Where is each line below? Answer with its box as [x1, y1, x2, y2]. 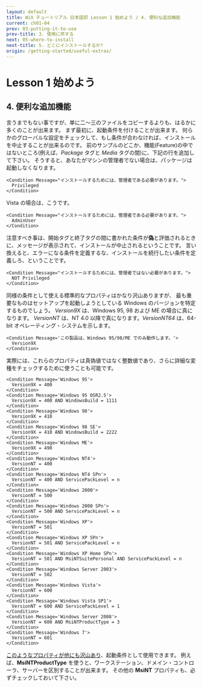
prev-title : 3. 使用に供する [6, 31, 74, 37]
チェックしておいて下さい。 [11, 674, 80, 681]
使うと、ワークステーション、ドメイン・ [73, 659, 174, 666]
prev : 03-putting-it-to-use [6, 25, 77, 32]
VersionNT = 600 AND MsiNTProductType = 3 [11, 619, 120, 625]
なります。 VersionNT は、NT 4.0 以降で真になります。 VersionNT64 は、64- [6, 314, 197, 321]
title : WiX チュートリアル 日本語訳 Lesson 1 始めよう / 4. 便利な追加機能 [6, 14, 181, 20]
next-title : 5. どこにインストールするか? [6, 43, 104, 49]
